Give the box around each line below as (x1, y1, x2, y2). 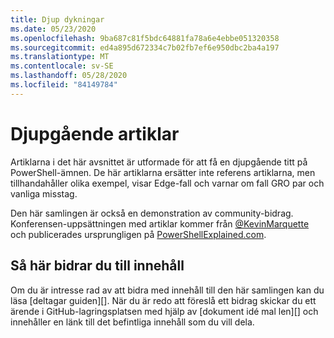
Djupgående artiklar (10, 122, 180, 145)
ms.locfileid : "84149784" (10, 80, 118, 90)
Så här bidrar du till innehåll (10, 257, 185, 275)
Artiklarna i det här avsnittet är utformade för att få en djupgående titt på (10, 156, 308, 168)
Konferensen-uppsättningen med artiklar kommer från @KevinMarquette (10, 217, 310, 230)
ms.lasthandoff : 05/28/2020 (10, 71, 128, 81)
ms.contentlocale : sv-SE (10, 61, 114, 71)
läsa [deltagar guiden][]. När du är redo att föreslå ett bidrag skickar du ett (10, 294, 317, 306)
